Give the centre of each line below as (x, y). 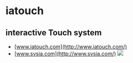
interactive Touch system (54, 33)
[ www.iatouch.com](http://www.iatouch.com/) (70, 47)
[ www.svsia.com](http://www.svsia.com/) (65, 54)
